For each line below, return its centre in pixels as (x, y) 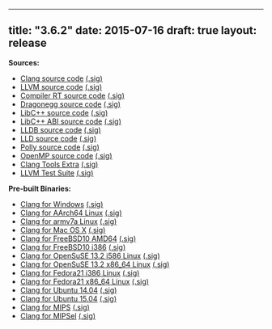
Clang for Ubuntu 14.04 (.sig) (68, 290)
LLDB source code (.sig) (60, 129)
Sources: (24, 62)
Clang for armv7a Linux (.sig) (68, 221)
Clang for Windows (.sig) (62, 204)
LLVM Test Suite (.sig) (57, 173)
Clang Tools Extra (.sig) (59, 164)
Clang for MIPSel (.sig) (57, 315)
